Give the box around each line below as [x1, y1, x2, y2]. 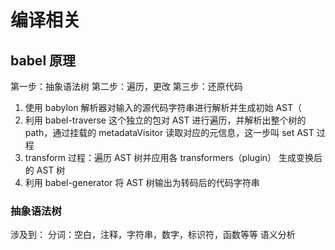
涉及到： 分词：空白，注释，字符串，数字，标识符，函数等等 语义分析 [10, 229, 296, 241]
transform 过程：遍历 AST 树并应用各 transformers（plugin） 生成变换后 [24, 152, 323, 163]
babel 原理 [10, 52, 77, 69]
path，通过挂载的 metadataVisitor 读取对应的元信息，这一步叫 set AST [24, 127, 315, 138]
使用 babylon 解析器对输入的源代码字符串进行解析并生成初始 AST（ [24, 102, 303, 113]
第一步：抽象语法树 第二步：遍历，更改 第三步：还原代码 [10, 81, 243, 92]
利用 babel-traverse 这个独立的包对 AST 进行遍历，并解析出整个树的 [24, 114, 307, 126]
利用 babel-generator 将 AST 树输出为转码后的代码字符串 [24, 177, 260, 188]
